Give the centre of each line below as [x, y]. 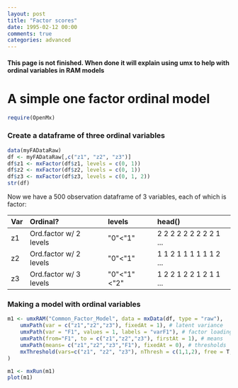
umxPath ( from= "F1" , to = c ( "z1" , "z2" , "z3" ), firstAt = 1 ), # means [121, 339]
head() [169, 222]
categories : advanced [39, 40]
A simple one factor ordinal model [109, 99]
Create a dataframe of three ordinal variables [86, 136]
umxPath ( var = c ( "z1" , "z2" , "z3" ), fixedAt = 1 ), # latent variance [121, 326]
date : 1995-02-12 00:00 [42, 27]
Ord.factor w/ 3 [55, 274]
